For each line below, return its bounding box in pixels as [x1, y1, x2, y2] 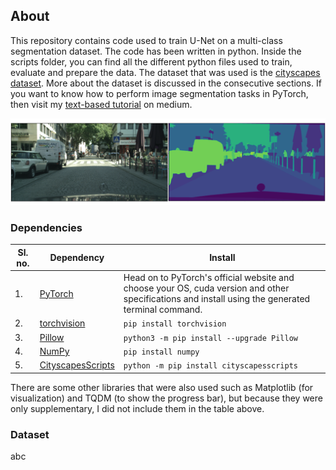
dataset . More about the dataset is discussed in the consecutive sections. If [10, 77, 322, 89]
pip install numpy [123, 347, 200, 357]
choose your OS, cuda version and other [123, 282, 290, 294]
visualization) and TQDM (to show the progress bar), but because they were [10, 392, 323, 404]
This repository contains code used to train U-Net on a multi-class [10, 34, 283, 46]
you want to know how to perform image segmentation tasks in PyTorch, [10, 87, 309, 99]
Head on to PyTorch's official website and [123, 272, 295, 284]
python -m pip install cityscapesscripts [123, 361, 298, 371]
